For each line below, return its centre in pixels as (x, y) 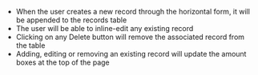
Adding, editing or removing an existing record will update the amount (131, 54)
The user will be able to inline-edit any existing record (105, 28)
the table (30, 45)
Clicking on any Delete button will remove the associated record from (130, 37)
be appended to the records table (71, 20)
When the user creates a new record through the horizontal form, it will (133, 12)
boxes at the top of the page (62, 62)
